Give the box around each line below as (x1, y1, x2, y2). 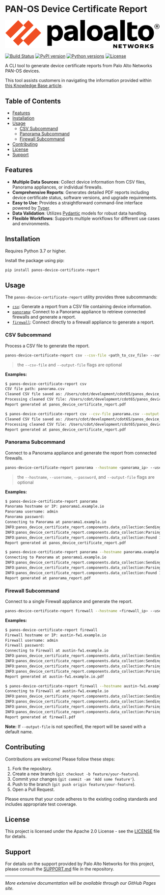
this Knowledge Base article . (5, 82, 63, 89)
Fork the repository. (12, 765, 53, 771)
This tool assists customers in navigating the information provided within (5, 78, 152, 83)
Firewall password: (5, 643, 45, 648)
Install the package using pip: (5, 257, 65, 263)
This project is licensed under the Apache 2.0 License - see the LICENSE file (5, 828, 160, 834)
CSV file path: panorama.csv (5, 386, 65, 391)
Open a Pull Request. (12, 787, 55, 792)
